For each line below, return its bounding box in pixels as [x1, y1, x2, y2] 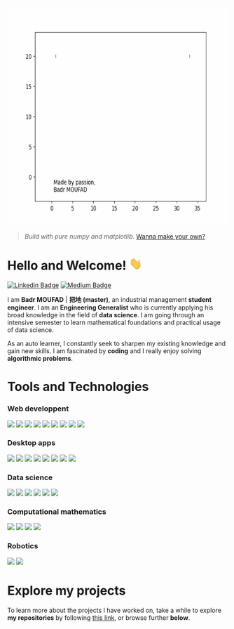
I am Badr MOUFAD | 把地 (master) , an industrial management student [7, 296, 212, 304]
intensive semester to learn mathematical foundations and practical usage [7, 318, 221, 327]
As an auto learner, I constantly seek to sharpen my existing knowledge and [7, 339, 226, 348]
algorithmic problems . [7, 355, 74, 363]
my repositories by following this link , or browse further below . [7, 613, 191, 622]
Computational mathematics [7, 507, 106, 517]
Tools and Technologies [7, 379, 149, 395]
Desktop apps [7, 438, 56, 448]
